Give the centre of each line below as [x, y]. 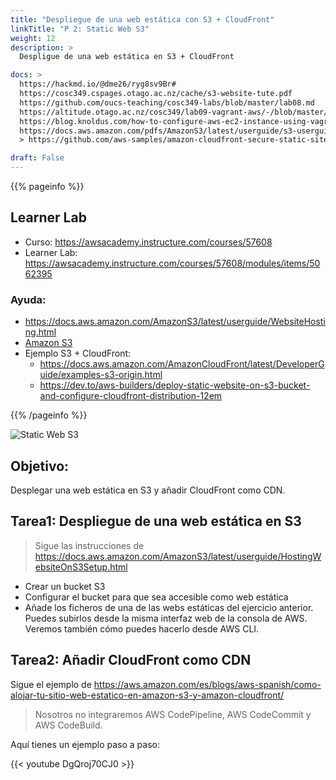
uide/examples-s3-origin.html [101, 375]
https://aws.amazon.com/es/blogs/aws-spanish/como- [207, 684]
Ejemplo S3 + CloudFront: [78, 353]
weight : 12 [33, 38]
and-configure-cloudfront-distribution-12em [131, 396]
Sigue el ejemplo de [51, 684]
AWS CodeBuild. [68, 725]
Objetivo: [40, 466]
